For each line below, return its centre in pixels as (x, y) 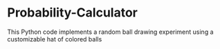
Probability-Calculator (73, 13)
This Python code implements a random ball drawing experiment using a (110, 32)
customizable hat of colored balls (55, 39)
